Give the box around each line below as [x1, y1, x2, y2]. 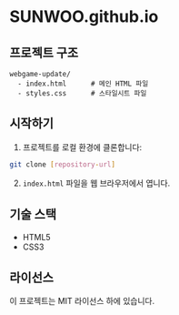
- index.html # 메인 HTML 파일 [17, 79, 149, 88]
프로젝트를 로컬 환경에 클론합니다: [22, 141, 143, 152]
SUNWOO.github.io [9, 6, 159, 27]
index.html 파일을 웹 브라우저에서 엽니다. [22, 178, 171, 188]
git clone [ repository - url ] [9, 159, 116, 169]
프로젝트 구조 [9, 45, 79, 60]
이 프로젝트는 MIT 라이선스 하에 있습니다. [9, 296, 155, 307]
